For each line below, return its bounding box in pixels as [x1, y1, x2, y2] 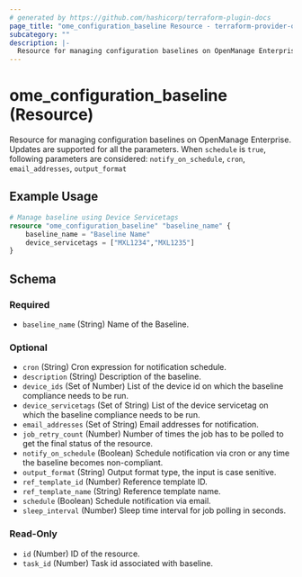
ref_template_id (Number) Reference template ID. [22, 476, 209, 487]
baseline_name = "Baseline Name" [25, 230, 151, 239]
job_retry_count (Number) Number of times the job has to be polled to [22, 428, 285, 439]
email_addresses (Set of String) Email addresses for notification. [22, 419, 259, 430]
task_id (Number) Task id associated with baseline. [22, 557, 214, 568]
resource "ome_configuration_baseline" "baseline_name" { [9, 221, 231, 230]
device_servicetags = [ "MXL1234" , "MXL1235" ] [25, 238, 195, 248]
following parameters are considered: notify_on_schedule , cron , [9, 154, 245, 165]
